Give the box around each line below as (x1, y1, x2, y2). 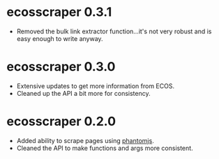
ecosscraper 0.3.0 (6, 59, 116, 75)
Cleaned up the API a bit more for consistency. (16, 89, 151, 97)
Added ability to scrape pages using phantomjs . (16, 136, 154, 144)
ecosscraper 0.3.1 (6, 4, 112, 20)
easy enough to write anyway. (16, 34, 103, 42)
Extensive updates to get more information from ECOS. (16, 81, 175, 90)
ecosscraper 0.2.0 (6, 114, 116, 129)
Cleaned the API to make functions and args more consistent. (16, 144, 193, 152)
